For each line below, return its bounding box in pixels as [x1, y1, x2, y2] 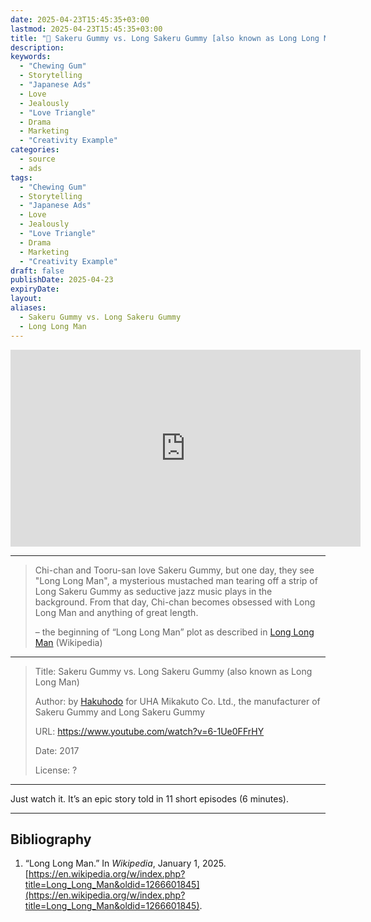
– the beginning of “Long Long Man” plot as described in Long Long [34, 626, 315, 638]
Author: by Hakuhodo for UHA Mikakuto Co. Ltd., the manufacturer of [34, 695, 321, 707]
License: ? [34, 764, 78, 776]
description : [10, 42, 65, 53]
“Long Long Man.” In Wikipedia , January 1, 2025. [24, 857, 227, 870]
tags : [10, 172, 33, 183]
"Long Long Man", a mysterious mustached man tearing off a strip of [34, 574, 318, 586]
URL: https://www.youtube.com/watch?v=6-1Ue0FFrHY [34, 725, 265, 737]
